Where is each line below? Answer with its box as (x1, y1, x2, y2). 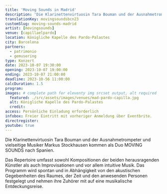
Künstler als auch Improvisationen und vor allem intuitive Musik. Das (5, 162, 145, 168)
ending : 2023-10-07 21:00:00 (5, 72, 66, 77)
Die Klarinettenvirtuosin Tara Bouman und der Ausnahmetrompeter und (5, 136, 151, 142)
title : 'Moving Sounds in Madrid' (5, 7, 77, 12)
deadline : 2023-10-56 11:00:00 (5, 77, 70, 82)
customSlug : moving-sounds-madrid (5, 21, 77, 26)
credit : (9, 104, 26, 109)
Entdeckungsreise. (5, 183, 44, 189)
